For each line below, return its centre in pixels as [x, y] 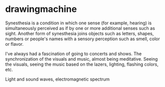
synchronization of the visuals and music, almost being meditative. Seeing [81, 59]
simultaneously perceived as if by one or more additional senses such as [80, 28]
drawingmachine [41, 9]
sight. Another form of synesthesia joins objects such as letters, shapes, [79, 33]
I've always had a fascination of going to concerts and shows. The [73, 54]
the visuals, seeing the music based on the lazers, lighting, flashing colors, [82, 64]
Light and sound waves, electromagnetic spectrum [57, 79]
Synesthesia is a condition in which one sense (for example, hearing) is [78, 23]
